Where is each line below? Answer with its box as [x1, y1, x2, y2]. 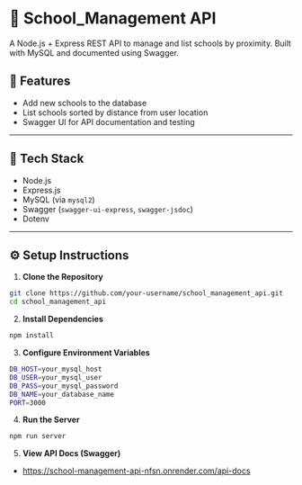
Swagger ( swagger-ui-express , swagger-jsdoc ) [22, 203, 193, 214]
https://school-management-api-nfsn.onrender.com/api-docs [22, 465, 251, 476]
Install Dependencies [22, 314, 103, 325]
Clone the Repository [22, 272, 103, 283]
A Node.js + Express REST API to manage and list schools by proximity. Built [9, 38, 292, 49]
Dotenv [22, 213, 49, 224]
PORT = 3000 [9, 398, 47, 408]
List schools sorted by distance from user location [22, 107, 209, 118]
